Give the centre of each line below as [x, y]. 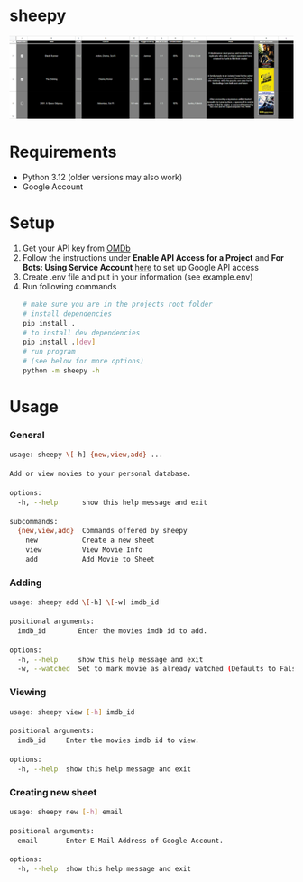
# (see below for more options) [83, 362]
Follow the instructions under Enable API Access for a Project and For [153, 257]
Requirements [63, 152]
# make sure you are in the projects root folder [118, 304]
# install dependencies [67, 313]
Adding [26, 583]
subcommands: [34, 521]
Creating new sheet [53, 792]
